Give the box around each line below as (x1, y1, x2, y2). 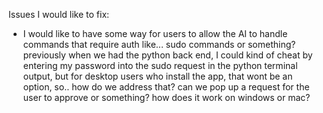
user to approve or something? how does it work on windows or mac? (22, 92, 311, 103)
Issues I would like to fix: (8, 9, 110, 20)
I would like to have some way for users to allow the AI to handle (22, 28, 288, 39)
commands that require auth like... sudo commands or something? (22, 39, 296, 50)
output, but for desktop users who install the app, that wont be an (22, 70, 293, 82)
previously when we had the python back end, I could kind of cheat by (22, 49, 313, 61)
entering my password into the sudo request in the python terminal (22, 60, 298, 71)
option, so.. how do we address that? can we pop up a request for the (22, 81, 310, 93)
